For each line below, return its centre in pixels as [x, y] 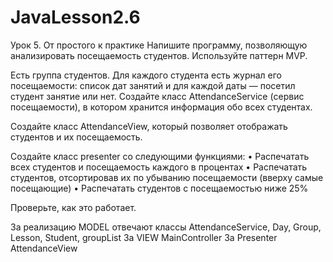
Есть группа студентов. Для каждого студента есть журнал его [146, 75]
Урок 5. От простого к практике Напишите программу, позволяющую [159, 45]
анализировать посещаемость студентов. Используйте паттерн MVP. [159, 55]
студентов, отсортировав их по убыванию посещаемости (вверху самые [167, 177]
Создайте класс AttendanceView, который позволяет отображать [149, 126]
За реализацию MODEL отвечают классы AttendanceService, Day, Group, [166, 227]
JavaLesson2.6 [75, 17]
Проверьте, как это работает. [73, 207]
